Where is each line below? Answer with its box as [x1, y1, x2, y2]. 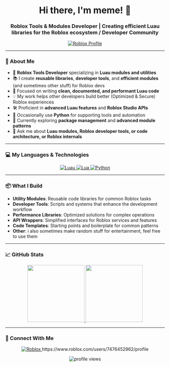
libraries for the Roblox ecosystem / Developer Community [11, 29, 159, 36]
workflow [12, 206, 32, 212]
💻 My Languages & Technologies [5, 151, 90, 158]
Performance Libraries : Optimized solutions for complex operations [12, 212, 155, 218]
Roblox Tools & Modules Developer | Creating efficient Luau [10, 23, 160, 30]
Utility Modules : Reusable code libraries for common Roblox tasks [12, 196, 151, 202]
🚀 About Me [5, 58, 35, 65]
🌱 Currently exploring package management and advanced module [12, 117, 156, 123]
